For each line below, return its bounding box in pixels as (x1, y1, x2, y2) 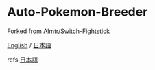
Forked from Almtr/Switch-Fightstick (7, 27, 110, 35)
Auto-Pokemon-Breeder (7, 4, 148, 20)
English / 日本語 (7, 40, 51, 49)
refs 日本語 (7, 56, 38, 64)
